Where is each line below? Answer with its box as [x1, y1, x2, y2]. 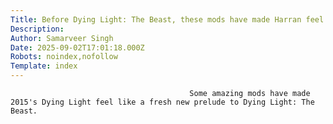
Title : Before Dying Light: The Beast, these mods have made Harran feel [10, 14, 325, 25]
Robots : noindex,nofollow [10, 52, 118, 62]
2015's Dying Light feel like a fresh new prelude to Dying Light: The [10, 97, 315, 107]
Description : [10, 24, 65, 34]
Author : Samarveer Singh [10, 33, 114, 43]
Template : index [10, 61, 78, 71]
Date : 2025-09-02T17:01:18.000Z [10, 42, 145, 53]
